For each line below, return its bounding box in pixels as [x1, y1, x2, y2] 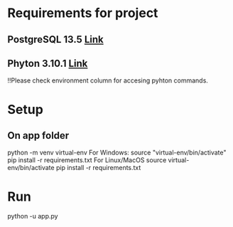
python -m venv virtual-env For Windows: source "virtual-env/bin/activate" [7, 148, 227, 157]
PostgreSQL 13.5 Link [7, 33, 104, 46]
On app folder [7, 130, 70, 142]
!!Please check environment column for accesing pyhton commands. [7, 76, 208, 85]
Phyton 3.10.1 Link [7, 57, 88, 69]
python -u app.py [7, 212, 58, 221]
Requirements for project [7, 5, 158, 21]
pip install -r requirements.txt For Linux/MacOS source [7, 156, 167, 164]
